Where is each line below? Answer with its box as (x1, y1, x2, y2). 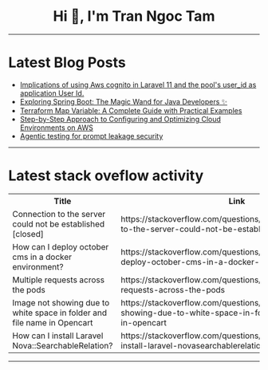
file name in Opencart (12, 317, 93, 328)
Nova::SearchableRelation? (12, 340, 113, 351)
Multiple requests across (12, 274, 105, 285)
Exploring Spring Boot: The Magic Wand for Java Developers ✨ (19, 96, 228, 106)
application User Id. (19, 88, 85, 98)
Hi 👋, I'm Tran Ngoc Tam (53, 7, 215, 26)
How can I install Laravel (12, 330, 104, 341)
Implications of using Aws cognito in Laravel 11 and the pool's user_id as (19, 80, 257, 89)
